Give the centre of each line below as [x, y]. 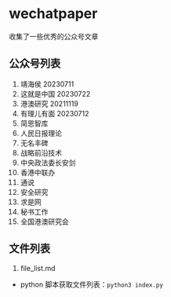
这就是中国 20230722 [55, 93]
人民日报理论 [41, 133]
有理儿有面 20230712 [55, 113]
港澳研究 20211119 [49, 104]
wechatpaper [53, 14]
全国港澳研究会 [44, 222]
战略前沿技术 [41, 152]
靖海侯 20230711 [47, 84]
